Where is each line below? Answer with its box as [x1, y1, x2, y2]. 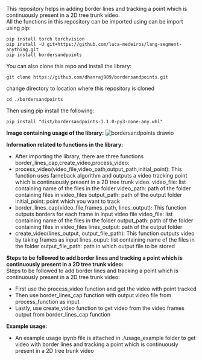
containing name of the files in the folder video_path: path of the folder [14, 185, 191, 192]
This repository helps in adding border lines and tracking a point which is [6, 5, 188, 12]
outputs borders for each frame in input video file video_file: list [14, 211, 173, 217]
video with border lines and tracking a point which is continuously [14, 341, 179, 348]
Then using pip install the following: [6, 107, 95, 114]
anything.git [6, 47, 39, 53]
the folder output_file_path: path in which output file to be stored [14, 243, 175, 249]
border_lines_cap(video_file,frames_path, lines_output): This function [14, 204, 187, 211]
